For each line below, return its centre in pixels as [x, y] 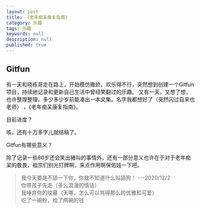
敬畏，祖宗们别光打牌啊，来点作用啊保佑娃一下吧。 [79, 165]
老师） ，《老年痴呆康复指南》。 [44, 107]
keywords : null [25, 34]
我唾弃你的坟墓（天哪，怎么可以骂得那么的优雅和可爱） [89, 192]
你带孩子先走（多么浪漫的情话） [60, 185]
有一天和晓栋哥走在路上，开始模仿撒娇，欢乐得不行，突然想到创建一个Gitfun [100, 84]
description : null [29, 39]
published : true [26, 45]
